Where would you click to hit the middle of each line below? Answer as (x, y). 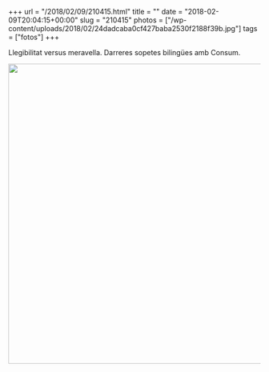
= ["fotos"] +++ (34, 37)
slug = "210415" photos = (122, 20)
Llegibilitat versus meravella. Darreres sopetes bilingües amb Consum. (124, 52)
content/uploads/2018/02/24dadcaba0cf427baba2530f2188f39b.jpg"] (125, 28)
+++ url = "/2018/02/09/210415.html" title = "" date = (96, 12)
